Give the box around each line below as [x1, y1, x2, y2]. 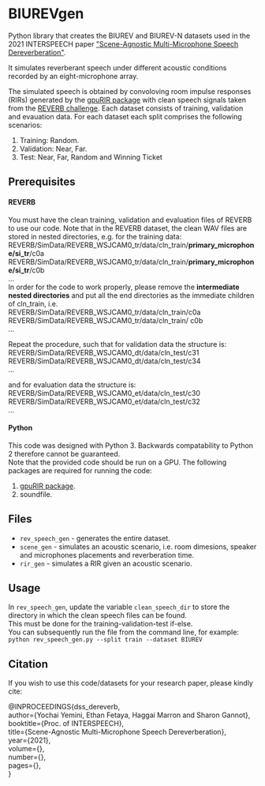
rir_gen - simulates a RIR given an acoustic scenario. [19, 558, 193, 568]
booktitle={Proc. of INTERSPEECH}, [8, 719, 125, 728]
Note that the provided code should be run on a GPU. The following [8, 457, 227, 467]
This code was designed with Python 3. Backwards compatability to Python [8, 440, 254, 450]
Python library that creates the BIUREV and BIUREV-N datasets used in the [8, 31, 251, 40]
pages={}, [8, 761, 41, 770]
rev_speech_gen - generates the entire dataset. [19, 533, 171, 543]
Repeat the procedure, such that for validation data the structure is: [8, 339, 227, 348]
